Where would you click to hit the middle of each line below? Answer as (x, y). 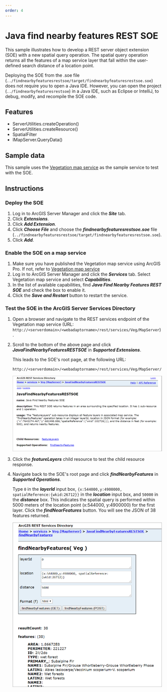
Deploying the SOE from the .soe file (42, 75)
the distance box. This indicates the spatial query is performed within (84, 499)
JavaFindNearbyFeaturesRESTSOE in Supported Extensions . (77, 350)
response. (23, 464)
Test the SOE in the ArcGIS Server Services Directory (70, 308)
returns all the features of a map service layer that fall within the (71, 60)
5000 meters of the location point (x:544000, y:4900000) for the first (83, 505)
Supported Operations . (37, 479)
